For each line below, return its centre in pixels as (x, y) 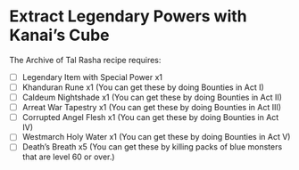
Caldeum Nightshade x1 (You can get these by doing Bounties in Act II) (152, 97)
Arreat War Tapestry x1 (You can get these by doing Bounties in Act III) (152, 108)
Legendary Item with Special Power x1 (92, 77)
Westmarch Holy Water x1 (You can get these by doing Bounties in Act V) (156, 137)
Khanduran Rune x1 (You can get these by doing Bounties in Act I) (143, 87)
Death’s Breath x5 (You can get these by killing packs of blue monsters (152, 147)
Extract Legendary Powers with (128, 16)
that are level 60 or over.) (68, 157)
